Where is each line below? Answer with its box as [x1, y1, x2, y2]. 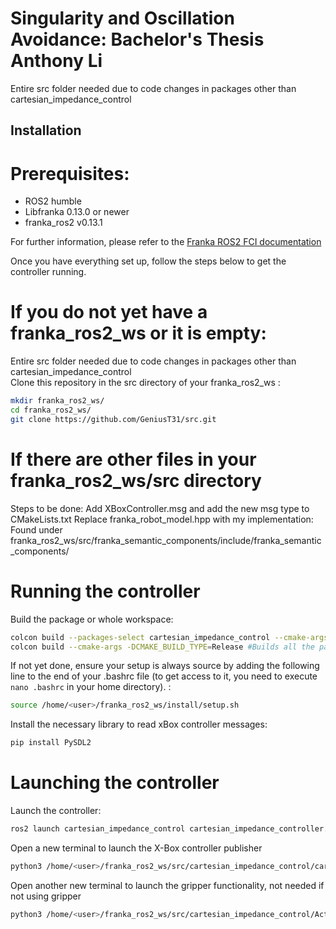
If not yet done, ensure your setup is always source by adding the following [10, 660, 320, 672]
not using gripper [10, 890, 82, 902]
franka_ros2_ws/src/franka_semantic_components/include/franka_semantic [10, 534, 322, 546]
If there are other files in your [10, 448, 257, 471]
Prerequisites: [10, 162, 130, 185]
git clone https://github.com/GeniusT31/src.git [10, 414, 217, 424]
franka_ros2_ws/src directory [10, 470, 262, 492]
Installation [10, 122, 82, 139]
